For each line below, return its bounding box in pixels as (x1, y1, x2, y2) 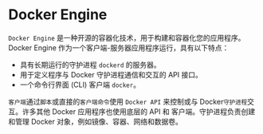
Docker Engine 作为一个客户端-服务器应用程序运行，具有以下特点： (8, 42, 230, 53)
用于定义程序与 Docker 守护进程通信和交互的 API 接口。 (19, 69, 203, 79)
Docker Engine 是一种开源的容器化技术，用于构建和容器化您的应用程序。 (8, 33, 245, 42)
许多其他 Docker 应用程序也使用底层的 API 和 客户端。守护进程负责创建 (22, 106, 256, 116)
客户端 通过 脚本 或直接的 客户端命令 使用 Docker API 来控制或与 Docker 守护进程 (8, 97, 248, 106)
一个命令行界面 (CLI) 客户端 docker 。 (19, 80, 141, 89)
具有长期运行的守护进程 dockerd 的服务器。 (19, 60, 161, 69)
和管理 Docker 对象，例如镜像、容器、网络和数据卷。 (8, 116, 183, 126)
